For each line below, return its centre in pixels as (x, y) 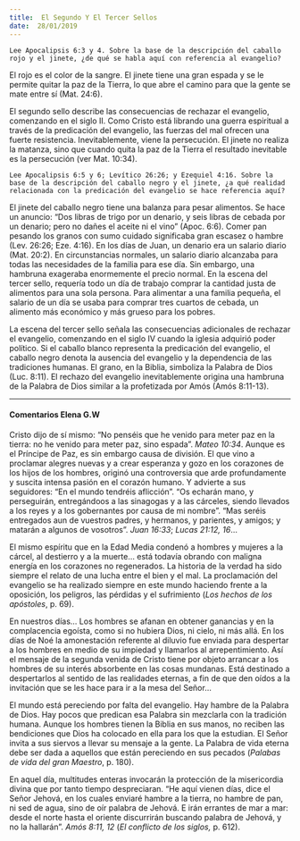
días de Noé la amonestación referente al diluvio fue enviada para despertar (149, 640)
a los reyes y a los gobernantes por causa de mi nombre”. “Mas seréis (137, 510)
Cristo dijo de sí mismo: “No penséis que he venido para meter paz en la (142, 434)
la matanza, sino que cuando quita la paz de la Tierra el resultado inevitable (148, 149)
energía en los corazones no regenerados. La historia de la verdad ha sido (146, 566)
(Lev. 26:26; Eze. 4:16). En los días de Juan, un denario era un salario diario (148, 245)
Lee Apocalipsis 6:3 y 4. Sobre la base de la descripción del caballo (145, 50)
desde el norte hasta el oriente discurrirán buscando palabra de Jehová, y (146, 817)
